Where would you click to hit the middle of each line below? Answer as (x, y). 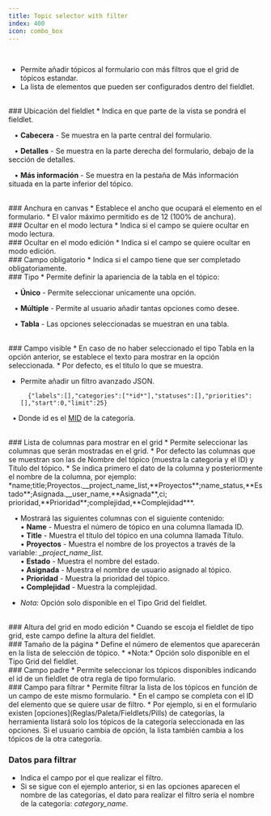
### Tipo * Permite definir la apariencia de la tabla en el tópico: (114, 277)
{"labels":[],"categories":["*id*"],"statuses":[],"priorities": (140, 396)
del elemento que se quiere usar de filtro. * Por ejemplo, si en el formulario (133, 704)
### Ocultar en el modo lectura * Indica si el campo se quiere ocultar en (129, 225)
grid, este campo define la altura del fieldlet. (82, 635)
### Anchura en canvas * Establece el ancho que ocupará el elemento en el (135, 208)
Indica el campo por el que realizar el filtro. (91, 777)
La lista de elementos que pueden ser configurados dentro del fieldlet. (137, 87)
